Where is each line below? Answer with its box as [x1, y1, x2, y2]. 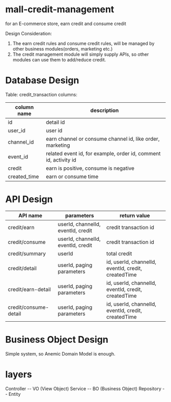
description [90, 106, 119, 114]
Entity [8, 391, 21, 397]
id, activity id [45, 156, 76, 163]
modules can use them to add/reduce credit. [12, 56, 106, 62]
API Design [5, 193, 53, 205]
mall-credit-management [5, 4, 115, 15]
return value [119, 212, 150, 219]
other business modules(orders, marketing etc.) [12, 46, 113, 52]
